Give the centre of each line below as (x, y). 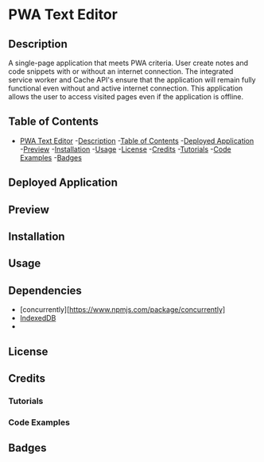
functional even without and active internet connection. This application (126, 88)
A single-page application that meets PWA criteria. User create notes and (128, 63)
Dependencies (45, 290)
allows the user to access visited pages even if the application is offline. (126, 96)
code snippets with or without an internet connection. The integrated (121, 71)
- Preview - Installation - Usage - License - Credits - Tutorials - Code (126, 149)
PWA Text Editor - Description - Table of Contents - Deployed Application (137, 141)
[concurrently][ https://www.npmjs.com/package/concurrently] (122, 310)
